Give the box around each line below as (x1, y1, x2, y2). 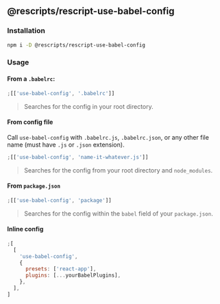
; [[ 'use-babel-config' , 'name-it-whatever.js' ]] (7, 153, 149, 160)
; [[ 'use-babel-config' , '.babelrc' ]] (7, 90, 115, 97)
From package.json (7, 181, 60, 190)
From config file (7, 118, 53, 126)
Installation (7, 26, 46, 36)
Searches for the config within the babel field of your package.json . (23, 209, 214, 218)
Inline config (7, 225, 44, 233)
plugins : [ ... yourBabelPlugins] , (25, 272, 121, 279)
